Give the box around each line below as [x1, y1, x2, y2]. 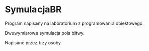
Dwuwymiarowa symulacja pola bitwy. [5, 30, 85, 36]
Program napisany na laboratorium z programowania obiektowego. [5, 20, 144, 26]
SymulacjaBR [5, 4, 62, 15]
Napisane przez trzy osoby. [5, 39, 62, 46]
